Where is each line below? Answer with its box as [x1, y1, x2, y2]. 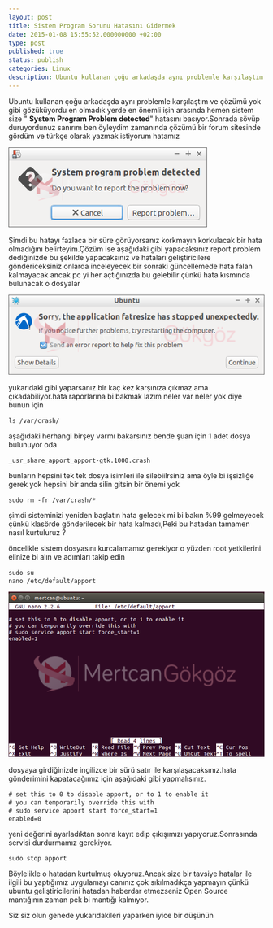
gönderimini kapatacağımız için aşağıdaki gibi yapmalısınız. [8, 773, 206, 783]
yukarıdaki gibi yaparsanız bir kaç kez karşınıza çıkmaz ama [8, 383, 209, 393]
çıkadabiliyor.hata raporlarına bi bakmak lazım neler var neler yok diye [8, 391, 242, 402]
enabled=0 [8, 814, 42, 823]
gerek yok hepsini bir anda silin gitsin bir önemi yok [8, 480, 180, 490]
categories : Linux [8, 65, 71, 73]
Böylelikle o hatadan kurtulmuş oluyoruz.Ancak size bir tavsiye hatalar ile [8, 869, 253, 878]
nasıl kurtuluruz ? [8, 528, 67, 538]
